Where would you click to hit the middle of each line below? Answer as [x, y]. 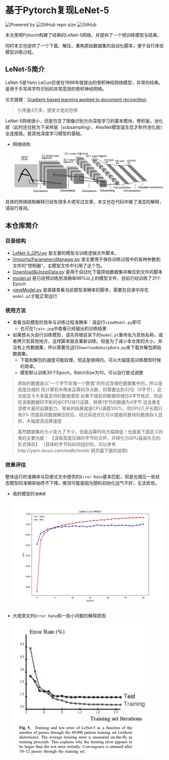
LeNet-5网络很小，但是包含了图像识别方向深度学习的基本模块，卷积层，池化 [84, 121]
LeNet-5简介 [25, 69]
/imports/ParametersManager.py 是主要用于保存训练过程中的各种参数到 [87, 259]
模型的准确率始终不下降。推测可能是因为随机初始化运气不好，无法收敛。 [84, 483]
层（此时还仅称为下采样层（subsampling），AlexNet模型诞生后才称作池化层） [84, 127]
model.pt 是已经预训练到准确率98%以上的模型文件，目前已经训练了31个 [87, 278]
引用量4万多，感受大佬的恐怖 [48, 110]
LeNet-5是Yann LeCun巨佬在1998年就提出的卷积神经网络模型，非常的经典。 [84, 82]
